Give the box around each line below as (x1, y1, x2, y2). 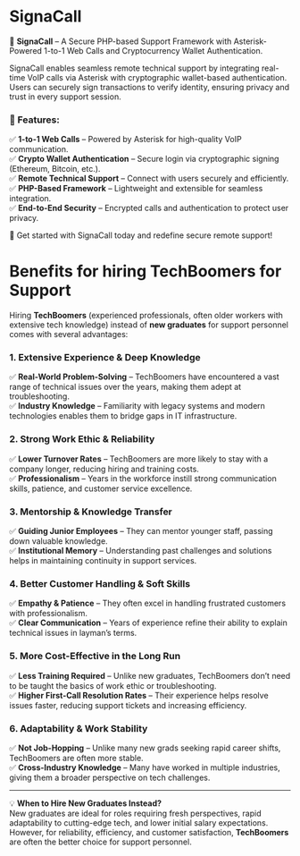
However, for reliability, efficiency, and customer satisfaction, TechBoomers (9, 826, 289, 837)
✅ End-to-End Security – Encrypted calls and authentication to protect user (9, 203, 289, 214)
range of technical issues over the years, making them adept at (9, 382, 242, 393)
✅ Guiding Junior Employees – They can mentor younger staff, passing (9, 526, 274, 537)
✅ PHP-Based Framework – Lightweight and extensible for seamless (9, 183, 263, 194)
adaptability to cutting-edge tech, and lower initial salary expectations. (9, 817, 269, 828)
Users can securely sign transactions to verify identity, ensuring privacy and (9, 81, 290, 92)
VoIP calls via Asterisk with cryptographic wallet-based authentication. (27, 72, 287, 82)
